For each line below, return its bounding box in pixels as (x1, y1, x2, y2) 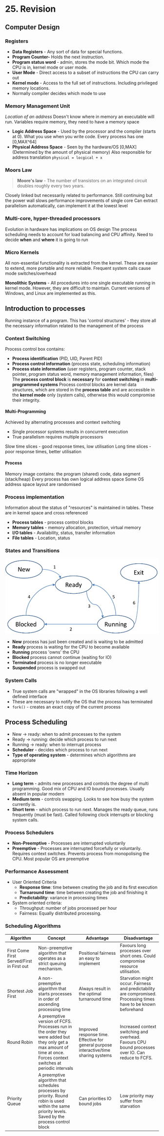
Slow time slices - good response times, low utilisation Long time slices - (5, 443, 151, 449)
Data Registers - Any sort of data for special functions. (12, 48, 123, 54)
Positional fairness (79, 950, 116, 956)
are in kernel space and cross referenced (5, 509, 88, 515)
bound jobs (79, 1101, 102, 1107)
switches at (38, 1060, 61, 1066)
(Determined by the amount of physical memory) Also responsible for (12, 149, 152, 155)
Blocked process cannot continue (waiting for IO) (12, 654, 112, 660)
